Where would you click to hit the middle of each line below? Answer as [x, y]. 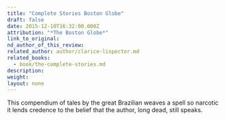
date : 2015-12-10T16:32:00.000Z [53, 26]
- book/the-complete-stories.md [60, 64]
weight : [18, 77]
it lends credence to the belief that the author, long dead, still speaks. [105, 110]
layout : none [26, 83]
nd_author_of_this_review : [46, 45]
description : [26, 70]
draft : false [26, 20]
